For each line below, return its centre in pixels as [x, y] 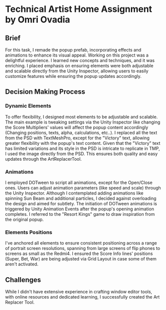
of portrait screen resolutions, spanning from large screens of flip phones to [83, 248]
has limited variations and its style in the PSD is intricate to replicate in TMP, [83, 148]
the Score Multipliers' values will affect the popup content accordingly [77, 127]
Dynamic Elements [28, 106]
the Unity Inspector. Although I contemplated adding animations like [74, 193]
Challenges [23, 279]
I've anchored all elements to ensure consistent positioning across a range [81, 243]
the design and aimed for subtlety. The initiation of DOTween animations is [81, 203]
